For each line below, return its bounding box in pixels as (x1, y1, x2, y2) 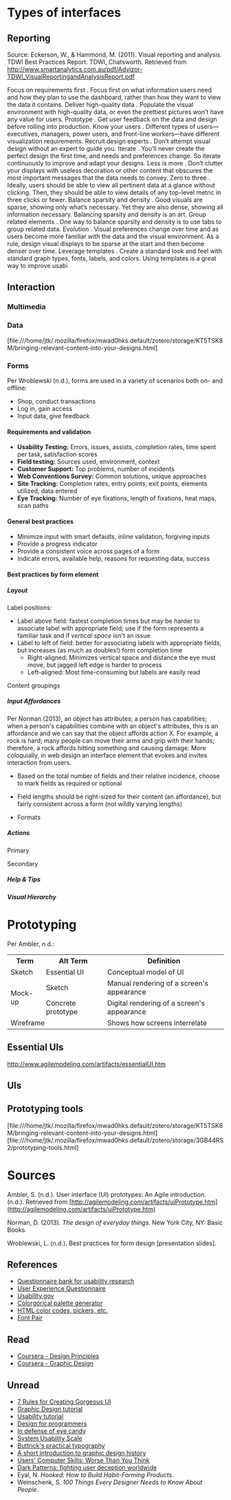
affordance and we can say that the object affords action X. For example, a (7, 729, 219, 737)
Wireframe (10, 1018, 45, 1027)
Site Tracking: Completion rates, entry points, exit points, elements (16, 480, 208, 488)
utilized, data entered (16, 487, 78, 495)
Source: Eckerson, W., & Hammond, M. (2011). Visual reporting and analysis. (7, 50, 222, 59)
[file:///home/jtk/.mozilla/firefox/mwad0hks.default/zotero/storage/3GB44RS (7, 1136, 224, 1144)
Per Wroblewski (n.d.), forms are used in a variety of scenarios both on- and (7, 376, 223, 384)
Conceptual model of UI (107, 967, 184, 976)
